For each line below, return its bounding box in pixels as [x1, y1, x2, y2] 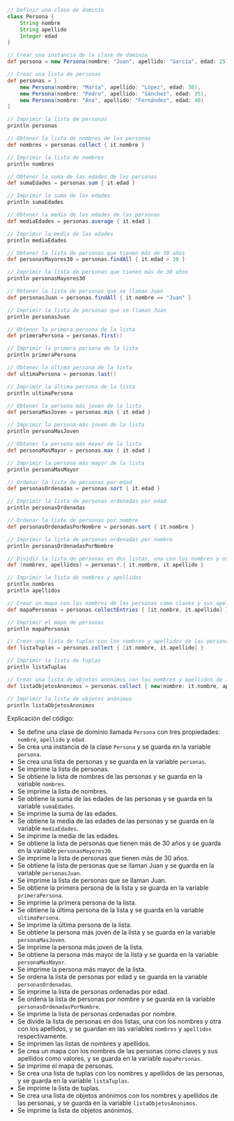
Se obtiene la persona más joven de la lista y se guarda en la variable [17, 928, 216, 937]
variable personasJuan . [17, 869, 82, 877]
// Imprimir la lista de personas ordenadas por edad [7, 498, 167, 505]
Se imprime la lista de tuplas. [17, 1084, 100, 1092]
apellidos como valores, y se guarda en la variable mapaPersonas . [17, 1055, 203, 1063]
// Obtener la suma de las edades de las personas [7, 173, 157, 180]
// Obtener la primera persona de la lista [7, 325, 136, 333]
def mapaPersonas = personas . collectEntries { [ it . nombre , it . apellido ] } [7, 606, 229, 613]
